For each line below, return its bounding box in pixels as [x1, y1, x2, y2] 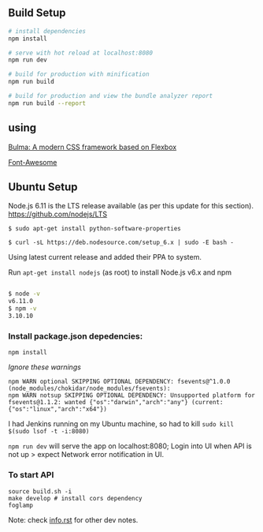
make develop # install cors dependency [8, 494, 143, 502]
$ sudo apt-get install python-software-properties [8, 225, 181, 233]
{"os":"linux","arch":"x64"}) [8, 406, 108, 414]
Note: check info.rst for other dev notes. [8, 515, 139, 524]
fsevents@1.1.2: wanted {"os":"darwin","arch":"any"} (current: [8, 399, 224, 406]
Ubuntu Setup [8, 181, 78, 194]
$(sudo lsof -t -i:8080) [8, 428, 90, 436]
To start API [8, 470, 54, 481]
